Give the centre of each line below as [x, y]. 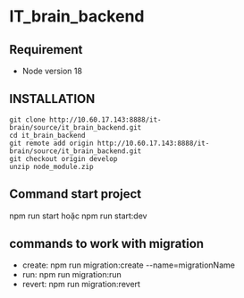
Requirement [46, 50]
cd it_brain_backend [48, 135]
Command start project [75, 194]
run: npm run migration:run [72, 275]
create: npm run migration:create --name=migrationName [128, 265]
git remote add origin [51, 143]
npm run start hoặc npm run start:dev [78, 216]
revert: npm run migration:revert [81, 285]
